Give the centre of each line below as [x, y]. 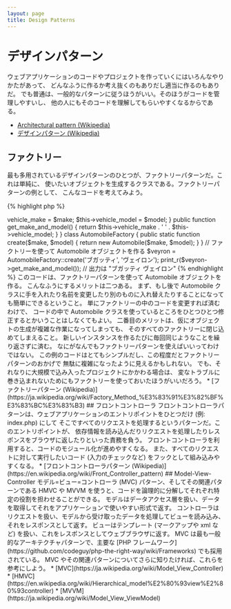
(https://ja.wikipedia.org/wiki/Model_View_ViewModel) [84, 598]
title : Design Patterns [41, 20]
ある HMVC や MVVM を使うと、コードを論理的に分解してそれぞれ [119, 491]
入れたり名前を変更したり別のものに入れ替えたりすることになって [131, 294]
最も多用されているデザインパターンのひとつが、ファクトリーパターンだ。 [112, 175]
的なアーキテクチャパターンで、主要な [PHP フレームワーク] [92, 543]
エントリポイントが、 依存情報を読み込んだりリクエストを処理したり [110, 431]
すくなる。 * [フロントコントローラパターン [69, 466]
